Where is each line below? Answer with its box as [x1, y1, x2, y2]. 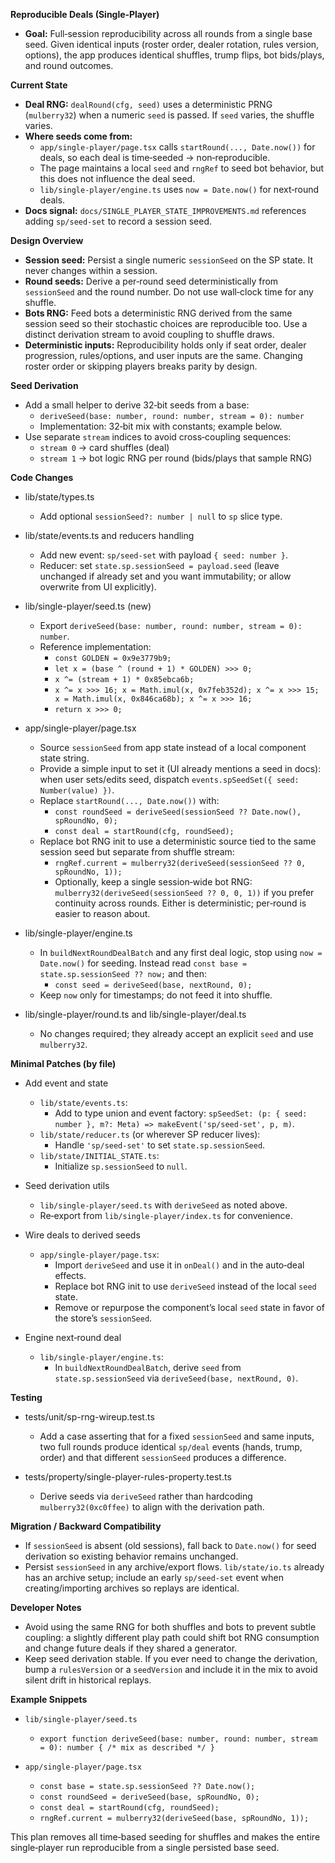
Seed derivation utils [24, 1180, 110, 1191]
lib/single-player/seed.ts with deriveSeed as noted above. [39, 1199, 288, 1211]
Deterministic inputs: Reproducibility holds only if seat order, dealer [24, 339, 307, 351]
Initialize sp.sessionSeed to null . [54, 1160, 188, 1172]
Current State [10, 79, 68, 91]
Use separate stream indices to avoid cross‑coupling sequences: [24, 431, 292, 443]
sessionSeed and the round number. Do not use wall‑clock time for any [24, 286, 314, 298]
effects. [54, 1270, 87, 1281]
